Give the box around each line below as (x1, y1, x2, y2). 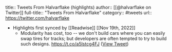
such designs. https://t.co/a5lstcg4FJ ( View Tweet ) (20, 41, 129, 47)
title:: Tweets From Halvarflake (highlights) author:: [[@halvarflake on (5, 5, 151, 10)
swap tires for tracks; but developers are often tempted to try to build (20, 35, 167, 41)
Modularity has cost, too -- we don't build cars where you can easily (20, 30, 165, 36)
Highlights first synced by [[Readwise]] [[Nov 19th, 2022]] (12, 25, 136, 31)
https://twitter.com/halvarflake (5, 15, 70, 21)
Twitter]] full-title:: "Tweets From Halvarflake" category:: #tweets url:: (5, 10, 152, 16)
